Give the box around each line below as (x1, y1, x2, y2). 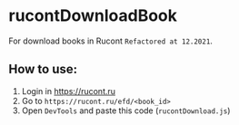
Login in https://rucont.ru (21, 85, 115, 96)
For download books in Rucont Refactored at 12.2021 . (8, 35, 213, 46)
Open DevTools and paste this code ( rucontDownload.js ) (21, 105, 231, 116)
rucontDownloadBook (8, 5, 178, 26)
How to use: (8, 62, 78, 77)
